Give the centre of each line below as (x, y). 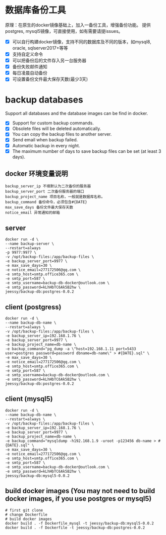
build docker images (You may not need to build (80, 491)
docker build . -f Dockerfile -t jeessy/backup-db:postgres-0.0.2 (75, 528)
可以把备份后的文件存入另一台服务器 (49, 61)
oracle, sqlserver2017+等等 (40, 48)
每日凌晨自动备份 (30, 73)
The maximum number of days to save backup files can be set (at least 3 (87, 151)
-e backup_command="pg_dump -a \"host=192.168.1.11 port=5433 (71, 349)
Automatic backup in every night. (46, 145)
